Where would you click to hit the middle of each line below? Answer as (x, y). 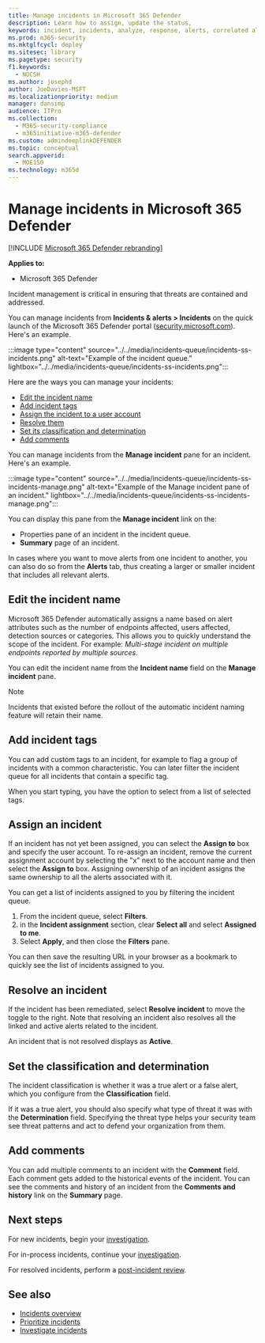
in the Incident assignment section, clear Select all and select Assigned (138, 925)
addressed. (26, 302)
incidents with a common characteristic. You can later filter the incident (124, 768)
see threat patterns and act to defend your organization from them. (117, 1126)
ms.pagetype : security (45, 60)
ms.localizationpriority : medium (63, 97)
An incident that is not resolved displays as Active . (91, 1041)
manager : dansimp (37, 104)
